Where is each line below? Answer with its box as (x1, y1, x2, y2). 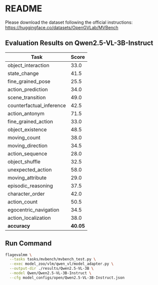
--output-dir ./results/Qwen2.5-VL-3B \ (9, 266, 94, 271)
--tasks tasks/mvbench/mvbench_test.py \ (9, 257, 96, 262)
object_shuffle (7, 158, 41, 165)
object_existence (7, 126, 47, 133)
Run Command (5, 239, 52, 247)
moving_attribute (7, 174, 47, 181)
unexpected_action (7, 166, 52, 173)
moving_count (7, 134, 40, 141)
